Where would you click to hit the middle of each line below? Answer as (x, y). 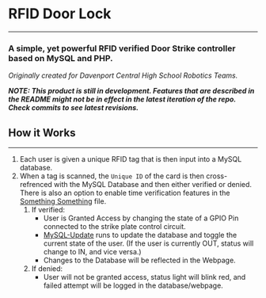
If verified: (48, 210)
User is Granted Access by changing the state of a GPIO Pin (141, 218)
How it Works (42, 133)
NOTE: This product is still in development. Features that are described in (131, 91)
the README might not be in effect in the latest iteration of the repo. (122, 99)
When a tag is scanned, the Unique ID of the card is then (112, 176)
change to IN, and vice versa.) (92, 252)
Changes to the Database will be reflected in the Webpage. (139, 260)
